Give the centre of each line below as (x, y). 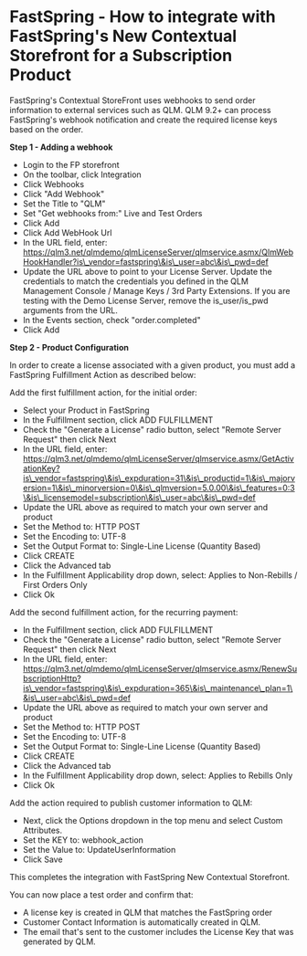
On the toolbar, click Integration (82, 174)
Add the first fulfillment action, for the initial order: (104, 392)
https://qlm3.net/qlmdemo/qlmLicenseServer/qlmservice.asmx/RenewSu (160, 668)
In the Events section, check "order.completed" (111, 320)
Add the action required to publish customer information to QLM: (131, 803)
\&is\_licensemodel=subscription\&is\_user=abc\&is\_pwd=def (139, 497)
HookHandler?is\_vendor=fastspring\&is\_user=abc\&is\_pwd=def (146, 261)
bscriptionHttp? (52, 678)
